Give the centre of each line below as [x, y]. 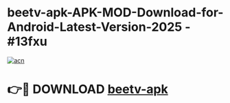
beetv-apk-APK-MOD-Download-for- [115, 13]
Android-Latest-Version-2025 [95, 27]
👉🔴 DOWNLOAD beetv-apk [88, 89]
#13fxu [27, 42]
